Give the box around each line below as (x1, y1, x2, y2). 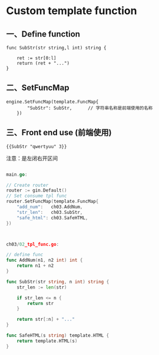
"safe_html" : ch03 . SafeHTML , (16, 215, 88, 221)
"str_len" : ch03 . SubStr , (16, 209, 83, 215)
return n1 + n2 (16, 263, 54, 269)
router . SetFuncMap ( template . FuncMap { (6, 199, 99, 205)
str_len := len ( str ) (16, 284, 67, 290)
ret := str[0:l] (16, 55, 57, 61)
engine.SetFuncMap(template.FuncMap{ (6, 99, 99, 105)
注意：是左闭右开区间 (6, 155, 58, 162)
